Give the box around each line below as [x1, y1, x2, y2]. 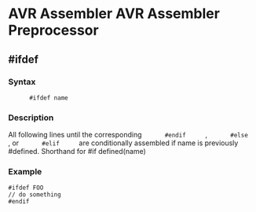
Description [8, 111, 54, 122]
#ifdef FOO [8, 184, 44, 192]
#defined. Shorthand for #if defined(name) [8, 147, 147, 156]
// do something [8, 191, 61, 199]
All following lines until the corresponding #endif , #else [8, 130, 249, 140]
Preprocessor [8, 21, 100, 39]
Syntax [8, 76, 36, 87]
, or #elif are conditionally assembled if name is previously [8, 138, 239, 148]
